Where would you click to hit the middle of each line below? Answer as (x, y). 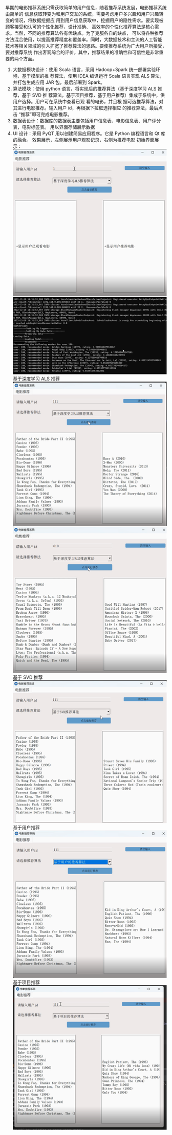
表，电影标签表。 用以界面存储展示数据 (54, 127)
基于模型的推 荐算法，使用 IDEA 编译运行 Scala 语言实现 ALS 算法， (93, 76)
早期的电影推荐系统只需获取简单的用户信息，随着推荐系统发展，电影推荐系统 (86, 7)
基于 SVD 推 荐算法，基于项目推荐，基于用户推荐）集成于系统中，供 (93, 95)
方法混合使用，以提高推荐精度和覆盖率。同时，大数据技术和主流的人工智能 (84, 39)
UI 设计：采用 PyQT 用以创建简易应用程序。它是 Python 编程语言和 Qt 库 (89, 133)
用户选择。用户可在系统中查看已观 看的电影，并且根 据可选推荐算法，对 (88, 102)
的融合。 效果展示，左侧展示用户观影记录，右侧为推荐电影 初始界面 (83, 140)
